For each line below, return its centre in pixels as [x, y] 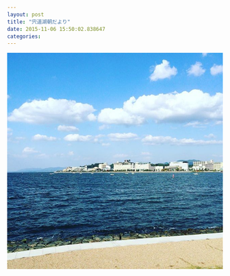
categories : [24, 36]
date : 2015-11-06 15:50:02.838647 [56, 29]
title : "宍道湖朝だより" [39, 22]
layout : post [26, 14]
